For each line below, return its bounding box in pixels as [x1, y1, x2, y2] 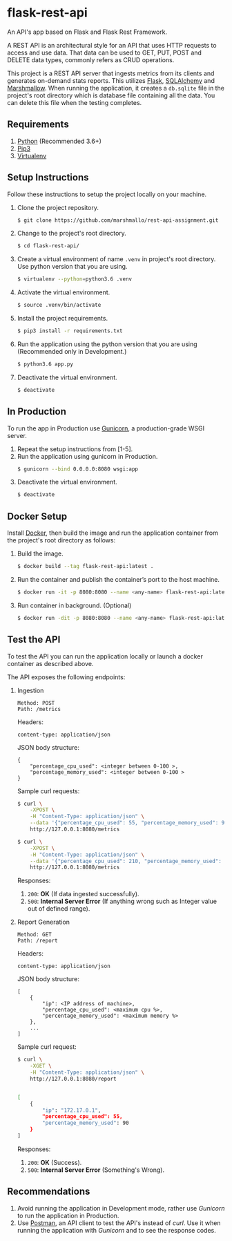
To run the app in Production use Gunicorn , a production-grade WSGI [7, 424, 205, 433]
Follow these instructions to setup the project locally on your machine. [7, 190, 207, 198]
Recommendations [7, 1186, 90, 1197]
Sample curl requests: [17, 786, 80, 795]
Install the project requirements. [17, 314, 108, 323]
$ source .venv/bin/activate [17, 302, 101, 309]
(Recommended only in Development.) [17, 347, 127, 355]
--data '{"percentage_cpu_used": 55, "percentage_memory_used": [30, 820, 219, 826]
